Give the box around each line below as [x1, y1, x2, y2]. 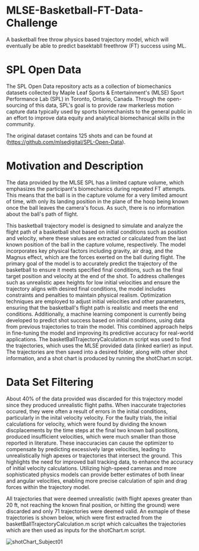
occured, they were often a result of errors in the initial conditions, [6, 408, 168, 415]
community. [6, 120, 35, 128]
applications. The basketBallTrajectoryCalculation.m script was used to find [6, 335, 191, 342]
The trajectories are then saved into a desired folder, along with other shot [6, 348, 188, 355]
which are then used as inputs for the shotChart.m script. [6, 527, 146, 534]
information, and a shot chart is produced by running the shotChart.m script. [6, 354, 193, 361]
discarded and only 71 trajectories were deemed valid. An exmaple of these [6, 508, 191, 515]
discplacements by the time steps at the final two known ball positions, [6, 426, 179, 434]
